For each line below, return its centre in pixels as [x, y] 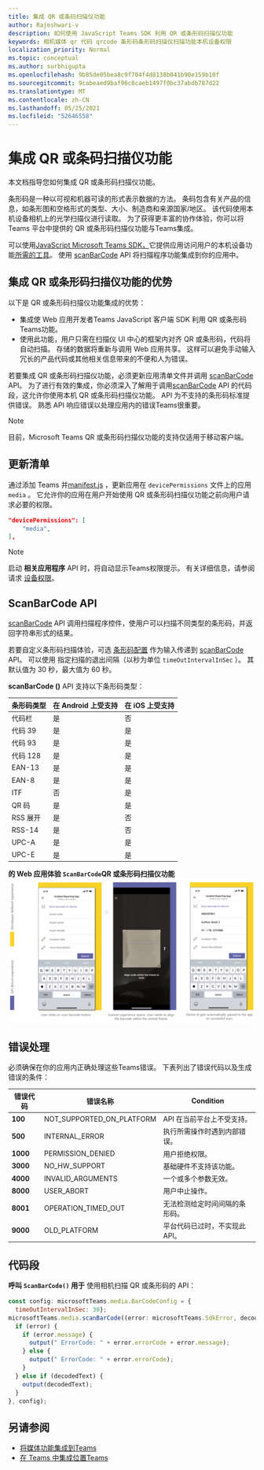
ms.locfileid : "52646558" [50, 117]
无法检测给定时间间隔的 [201, 1203]
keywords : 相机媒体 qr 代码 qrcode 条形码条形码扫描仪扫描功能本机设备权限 [120, 42]
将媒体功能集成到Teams [58, 1448]
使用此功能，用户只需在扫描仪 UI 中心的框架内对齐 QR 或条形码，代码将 [135, 339]
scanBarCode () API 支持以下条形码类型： [76, 686]
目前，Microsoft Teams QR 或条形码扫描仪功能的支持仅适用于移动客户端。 [128, 436]
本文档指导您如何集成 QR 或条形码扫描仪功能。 [84, 182]
